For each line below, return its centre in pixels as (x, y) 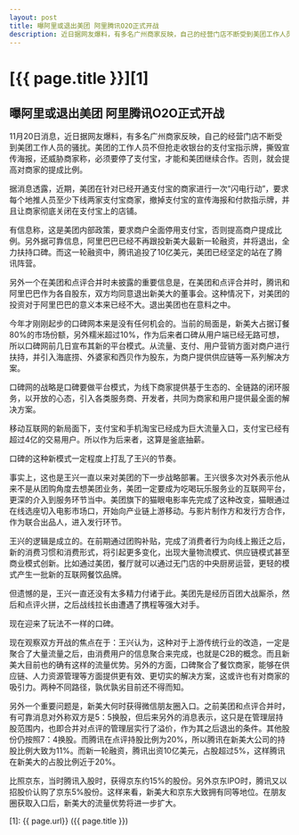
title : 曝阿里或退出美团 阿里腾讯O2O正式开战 (85, 26)
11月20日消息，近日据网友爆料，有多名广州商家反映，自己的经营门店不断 (142, 136)
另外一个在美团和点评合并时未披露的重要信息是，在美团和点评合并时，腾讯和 (149, 283)
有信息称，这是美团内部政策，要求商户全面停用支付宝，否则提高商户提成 (141, 230)
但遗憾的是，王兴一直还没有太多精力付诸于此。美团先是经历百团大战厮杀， (145, 593)
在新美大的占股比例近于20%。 (65, 762)
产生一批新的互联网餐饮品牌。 (71, 575)
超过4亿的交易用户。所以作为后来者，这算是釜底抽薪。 (109, 440)
